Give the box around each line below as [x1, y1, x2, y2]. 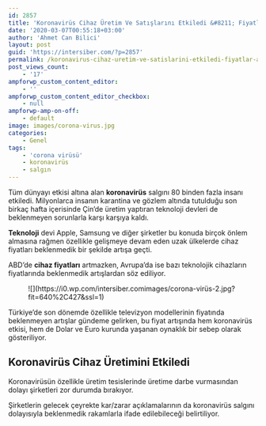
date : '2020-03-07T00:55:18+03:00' [8, 26, 126, 34]
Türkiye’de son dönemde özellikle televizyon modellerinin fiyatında [8, 307, 225, 317]
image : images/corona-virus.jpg [8, 122, 115, 130]
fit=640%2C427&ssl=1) [28, 292, 104, 301]
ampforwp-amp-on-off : [8, 107, 80, 115]
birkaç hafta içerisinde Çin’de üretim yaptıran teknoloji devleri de [8, 205, 218, 213]
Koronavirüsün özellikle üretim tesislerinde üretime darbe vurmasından [8, 376, 239, 386]
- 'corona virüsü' [22, 151, 83, 159]
